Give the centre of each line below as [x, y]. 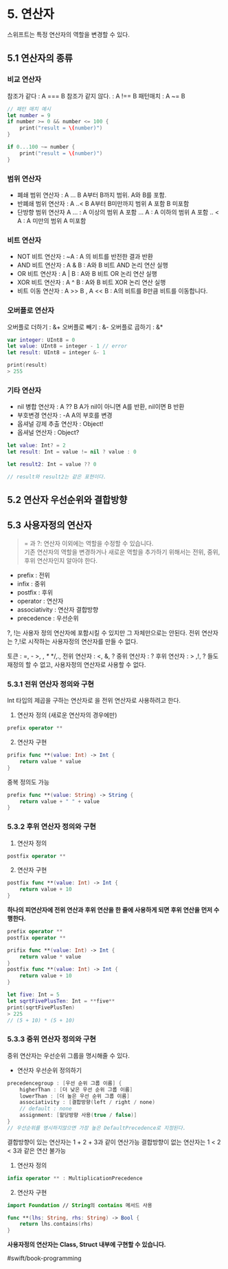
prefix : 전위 [33, 575]
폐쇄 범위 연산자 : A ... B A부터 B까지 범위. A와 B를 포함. [92, 195]
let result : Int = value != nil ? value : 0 [72, 452]
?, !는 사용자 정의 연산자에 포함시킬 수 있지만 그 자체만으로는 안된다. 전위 [104, 632]
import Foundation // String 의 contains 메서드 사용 [80, 1205]
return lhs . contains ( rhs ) [57, 1224]
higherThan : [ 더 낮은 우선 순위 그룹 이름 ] [76, 1089]
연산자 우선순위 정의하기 [49, 1070]
